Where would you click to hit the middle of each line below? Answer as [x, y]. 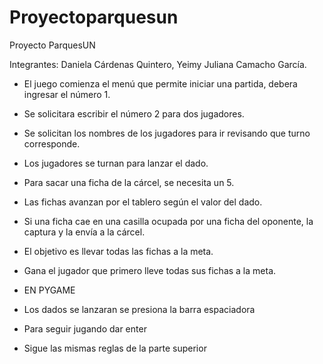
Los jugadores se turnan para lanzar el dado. [116, 163]
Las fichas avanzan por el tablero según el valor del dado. [143, 202]
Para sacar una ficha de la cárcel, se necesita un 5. [129, 182]
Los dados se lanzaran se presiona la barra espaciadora [139, 309]
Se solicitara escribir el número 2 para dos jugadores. [134, 113]
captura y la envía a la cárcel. [84, 232]
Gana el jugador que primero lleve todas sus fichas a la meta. [150, 270]
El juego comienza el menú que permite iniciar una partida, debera [160, 83]
